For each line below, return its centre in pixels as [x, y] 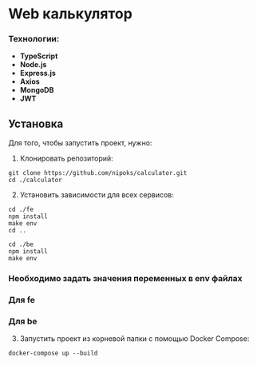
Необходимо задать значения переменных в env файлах [125, 279]
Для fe [22, 300]
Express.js [38, 73]
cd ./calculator [35, 181]
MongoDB [37, 90]
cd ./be [21, 244]
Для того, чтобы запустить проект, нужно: [80, 143]
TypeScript [39, 56]
